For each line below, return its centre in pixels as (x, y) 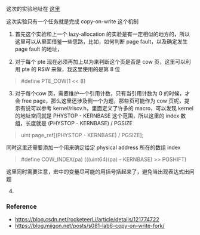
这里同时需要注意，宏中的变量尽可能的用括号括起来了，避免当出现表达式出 (98, 171)
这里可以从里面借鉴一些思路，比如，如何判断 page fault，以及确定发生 (101, 41)
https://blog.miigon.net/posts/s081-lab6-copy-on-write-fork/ (90, 226)
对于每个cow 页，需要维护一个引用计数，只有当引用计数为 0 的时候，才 (102, 93)
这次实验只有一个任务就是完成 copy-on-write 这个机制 (73, 21)
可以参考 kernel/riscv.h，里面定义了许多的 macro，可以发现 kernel (112, 108)
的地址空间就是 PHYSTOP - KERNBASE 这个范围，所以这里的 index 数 (100, 116)
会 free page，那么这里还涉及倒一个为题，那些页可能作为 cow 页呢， (100, 101)
